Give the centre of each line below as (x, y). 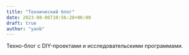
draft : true (21, 23)
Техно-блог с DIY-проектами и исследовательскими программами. (95, 46)
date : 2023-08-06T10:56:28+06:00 (49, 18)
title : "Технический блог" (41, 12)
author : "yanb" (26, 29)
